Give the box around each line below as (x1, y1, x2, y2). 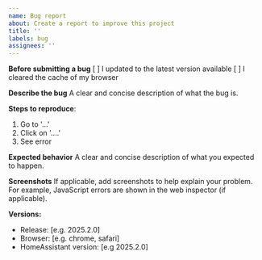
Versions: (8, 209, 42, 219)
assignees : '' (8, 42, 56, 50)
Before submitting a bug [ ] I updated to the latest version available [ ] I (8, 64, 245, 73)
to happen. (8, 161, 44, 170)
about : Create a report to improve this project (8, 19, 175, 27)
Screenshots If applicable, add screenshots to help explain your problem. (8, 177, 253, 187)
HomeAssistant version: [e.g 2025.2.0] (19, 242, 149, 252)
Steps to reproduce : (8, 104, 77, 114)
